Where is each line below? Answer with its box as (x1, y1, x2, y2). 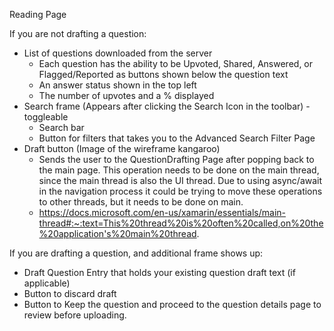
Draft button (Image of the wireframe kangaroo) (23, 143, 221, 154)
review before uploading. (23, 309, 127, 321)
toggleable (23, 111, 69, 123)
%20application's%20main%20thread (38, 228, 197, 239)
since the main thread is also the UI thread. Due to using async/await (38, 175, 323, 186)
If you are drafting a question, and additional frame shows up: (9, 247, 264, 259)
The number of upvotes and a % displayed (38, 90, 215, 101)
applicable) (23, 277, 71, 289)
